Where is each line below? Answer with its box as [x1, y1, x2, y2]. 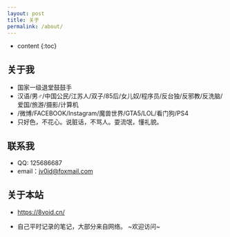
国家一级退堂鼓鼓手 [17, 84, 73, 92]
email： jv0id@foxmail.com [17, 167, 93, 175]
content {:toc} [17, 42, 57, 50]
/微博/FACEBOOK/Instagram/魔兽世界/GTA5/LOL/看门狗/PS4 [17, 109, 189, 117]
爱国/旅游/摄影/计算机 [17, 101, 79, 109]
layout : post [7, 10, 45, 17]
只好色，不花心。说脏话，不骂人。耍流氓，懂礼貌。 [17, 118, 163, 126]
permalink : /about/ [7, 23, 64, 30]
